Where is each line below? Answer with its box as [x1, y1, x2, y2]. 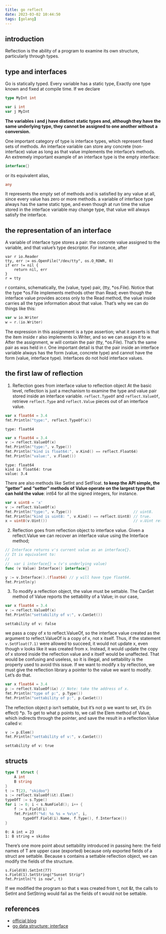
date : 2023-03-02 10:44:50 [5, 12, 61, 17]
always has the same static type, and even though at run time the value [5, 201, 150, 207]
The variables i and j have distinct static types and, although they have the [5, 118, 161, 124]
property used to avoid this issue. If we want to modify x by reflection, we [5, 662, 155, 667]
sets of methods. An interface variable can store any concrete [5, 143, 131, 149]
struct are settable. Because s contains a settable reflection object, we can [5, 853, 157, 859]
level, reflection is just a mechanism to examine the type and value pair [12, 388, 157, 393]
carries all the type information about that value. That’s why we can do [5, 300, 149, 306]
